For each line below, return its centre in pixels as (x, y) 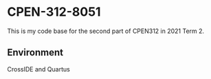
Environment (35, 53)
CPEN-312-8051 (54, 12)
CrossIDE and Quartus (38, 69)
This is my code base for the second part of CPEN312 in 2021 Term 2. (106, 31)
